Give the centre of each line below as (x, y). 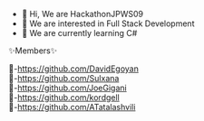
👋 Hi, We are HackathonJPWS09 (83, 14)
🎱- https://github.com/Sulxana (64, 78)
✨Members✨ (33, 51)
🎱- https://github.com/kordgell (64, 98)
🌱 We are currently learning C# (79, 33)
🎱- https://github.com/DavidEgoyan (74, 69)
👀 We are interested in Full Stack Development (108, 23)
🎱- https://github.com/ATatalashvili (72, 107)
